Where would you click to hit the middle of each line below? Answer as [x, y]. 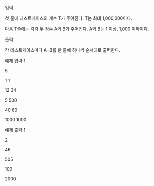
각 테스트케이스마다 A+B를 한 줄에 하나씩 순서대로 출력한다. [63, 50]
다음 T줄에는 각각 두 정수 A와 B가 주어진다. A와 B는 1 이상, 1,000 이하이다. [77, 29]
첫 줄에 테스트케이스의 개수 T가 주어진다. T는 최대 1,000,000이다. [69, 18]
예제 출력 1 [15, 130]
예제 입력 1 [15, 61]
